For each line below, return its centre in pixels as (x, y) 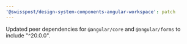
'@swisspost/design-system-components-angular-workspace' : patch (90, 12)
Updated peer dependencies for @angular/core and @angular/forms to (93, 29)
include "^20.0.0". (28, 35)
